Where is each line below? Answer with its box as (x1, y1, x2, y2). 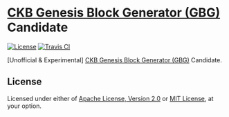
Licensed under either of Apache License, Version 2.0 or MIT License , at (7, 94, 214, 102)
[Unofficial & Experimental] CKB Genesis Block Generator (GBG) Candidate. (7, 55, 223, 64)
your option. (7, 102, 42, 110)
